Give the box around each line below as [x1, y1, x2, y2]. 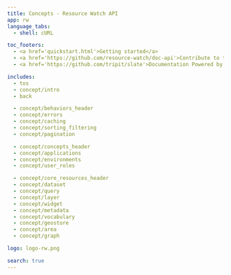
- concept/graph [13, 232, 60, 240]
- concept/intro [13, 86, 60, 93]
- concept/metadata [13, 207, 69, 214]
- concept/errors [13, 112, 63, 119]
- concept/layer [13, 194, 60, 201]
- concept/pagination [13, 130, 76, 138]
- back [13, 92, 32, 100]
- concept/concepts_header [13, 143, 91, 150]
